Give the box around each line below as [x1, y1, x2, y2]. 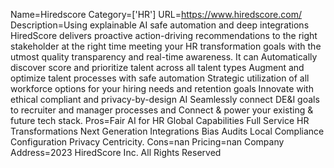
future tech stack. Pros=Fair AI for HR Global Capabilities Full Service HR [10, 115, 310, 126]
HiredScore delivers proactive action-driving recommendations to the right [10, 30, 318, 41]
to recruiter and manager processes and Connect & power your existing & [10, 104, 314, 116]
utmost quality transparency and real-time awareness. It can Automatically [10, 51, 318, 63]
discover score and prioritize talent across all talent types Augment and [10, 62, 305, 73]
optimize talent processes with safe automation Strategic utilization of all [10, 72, 310, 84]
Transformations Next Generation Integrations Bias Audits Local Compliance [10, 125, 325, 137]
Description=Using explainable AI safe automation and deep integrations [10, 19, 310, 31]
